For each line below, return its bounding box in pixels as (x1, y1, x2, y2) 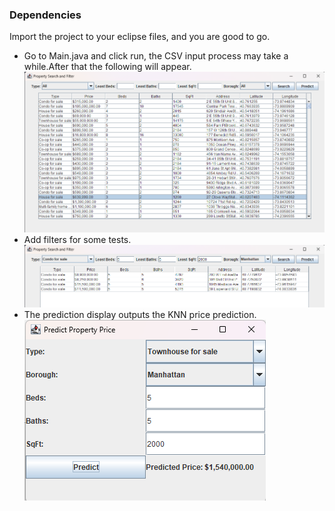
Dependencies (9, 8, 82, 22)
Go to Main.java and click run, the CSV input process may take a (23, 50, 289, 62)
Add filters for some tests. (23, 233, 132, 245)
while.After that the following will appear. (23, 61, 192, 73)
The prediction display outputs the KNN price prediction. (23, 308, 257, 320)
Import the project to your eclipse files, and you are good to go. (9, 31, 271, 43)
